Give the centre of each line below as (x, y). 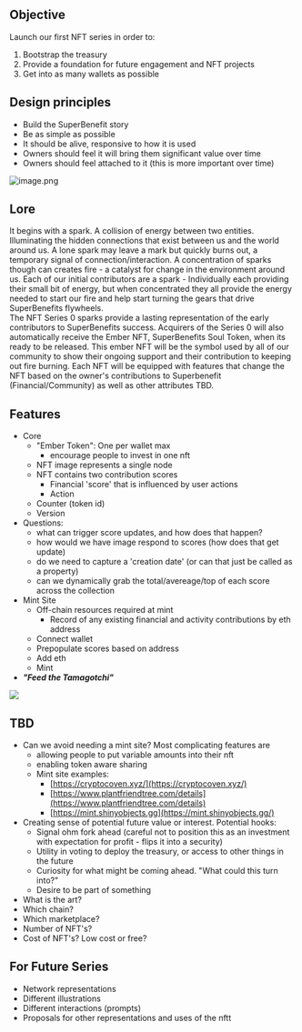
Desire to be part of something (94, 890)
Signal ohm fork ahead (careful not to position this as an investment (163, 832)
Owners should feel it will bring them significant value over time (141, 153)
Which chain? (48, 909)
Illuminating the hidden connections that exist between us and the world (145, 241)
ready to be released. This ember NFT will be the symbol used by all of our (149, 347)
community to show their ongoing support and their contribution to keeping (151, 356)
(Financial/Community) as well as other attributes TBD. (112, 386)
